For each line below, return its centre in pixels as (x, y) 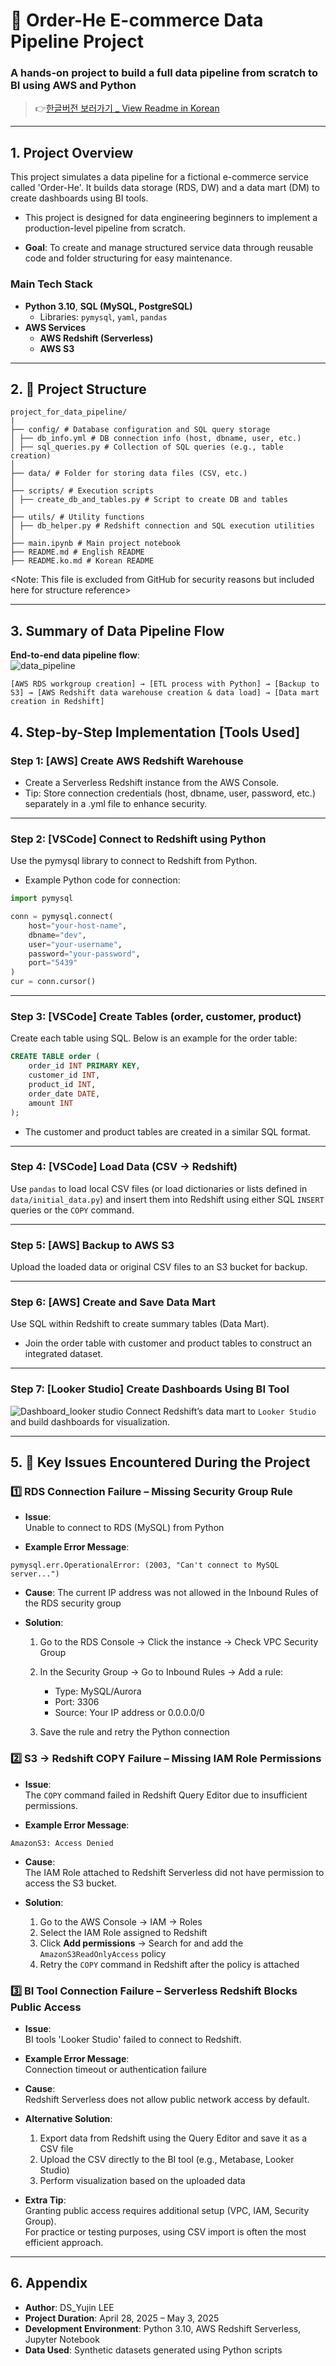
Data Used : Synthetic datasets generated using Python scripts (153, 2350)
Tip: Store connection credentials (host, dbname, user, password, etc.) (170, 793)
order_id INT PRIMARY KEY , (84, 1066)
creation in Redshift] (57, 702)
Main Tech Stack (51, 284)
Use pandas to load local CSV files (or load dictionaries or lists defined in (159, 1188)
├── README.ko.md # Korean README (82, 561)
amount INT (51, 1103)
